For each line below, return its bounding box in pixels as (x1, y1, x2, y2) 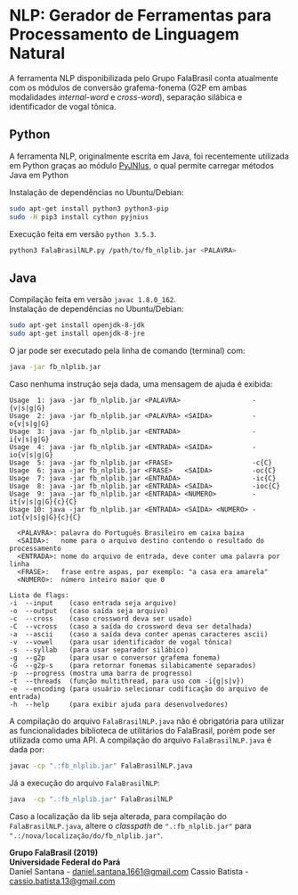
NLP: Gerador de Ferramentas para (9, 5, 272, 26)
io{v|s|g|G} (9, 450, 53, 459)
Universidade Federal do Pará (9, 857, 121, 867)
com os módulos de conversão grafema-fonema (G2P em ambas (9, 82, 247, 93)
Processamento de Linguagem (9, 24, 240, 45)
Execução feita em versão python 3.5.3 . (9, 228, 157, 239)
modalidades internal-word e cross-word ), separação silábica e (9, 91, 243, 103)
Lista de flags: (9, 590, 69, 600)
